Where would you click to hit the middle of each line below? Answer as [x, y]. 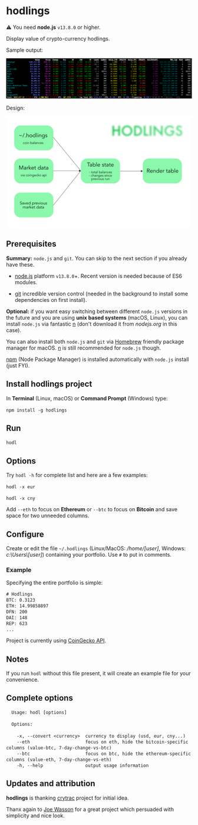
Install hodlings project [49, 384]
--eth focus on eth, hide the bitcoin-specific [103, 742]
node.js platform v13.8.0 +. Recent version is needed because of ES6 [98, 276]
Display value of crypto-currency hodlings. [58, 38]
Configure [25, 534]
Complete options [40, 698]
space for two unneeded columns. [48, 516]
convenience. [23, 680]
